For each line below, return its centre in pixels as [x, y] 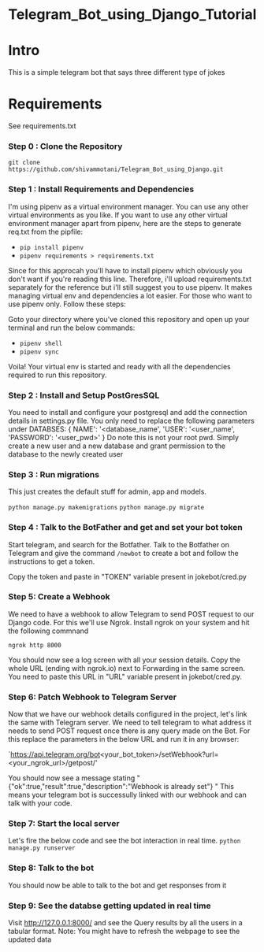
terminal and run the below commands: [72, 328]
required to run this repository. [58, 375]
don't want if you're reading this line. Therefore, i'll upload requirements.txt [130, 279]
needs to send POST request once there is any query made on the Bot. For [129, 731]
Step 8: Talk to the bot [51, 868]
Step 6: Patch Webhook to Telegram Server [93, 697]
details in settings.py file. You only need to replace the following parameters [131, 420]
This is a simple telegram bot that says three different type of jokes [117, 72]
